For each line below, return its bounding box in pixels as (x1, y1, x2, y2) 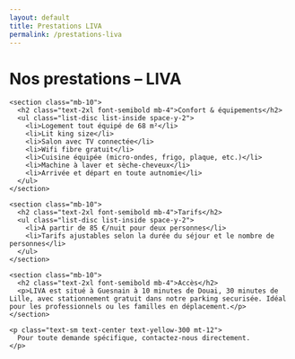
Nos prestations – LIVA (9, 68, 182, 89)
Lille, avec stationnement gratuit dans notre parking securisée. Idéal (9, 294, 287, 303)
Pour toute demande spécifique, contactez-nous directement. (17, 334, 251, 343)
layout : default (9, 13, 70, 22)
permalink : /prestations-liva (9, 30, 123, 39)
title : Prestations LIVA (9, 22, 102, 31)
